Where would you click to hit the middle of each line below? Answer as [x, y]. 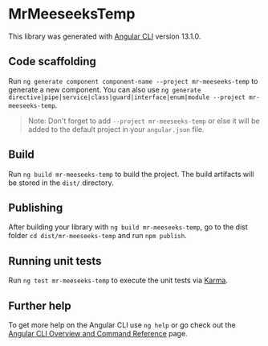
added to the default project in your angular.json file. [116, 129]
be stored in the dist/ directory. [61, 183]
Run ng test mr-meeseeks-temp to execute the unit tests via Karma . [118, 280]
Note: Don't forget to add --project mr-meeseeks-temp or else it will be [144, 121]
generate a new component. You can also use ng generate [105, 89]
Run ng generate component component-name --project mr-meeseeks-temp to [133, 80]
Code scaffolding [52, 62]
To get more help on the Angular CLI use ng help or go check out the [122, 325]
